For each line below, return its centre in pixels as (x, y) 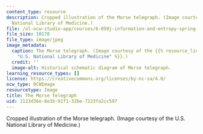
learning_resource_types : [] (43, 73)
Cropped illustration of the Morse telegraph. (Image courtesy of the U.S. (96, 118)
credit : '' (25, 62)
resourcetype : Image (32, 90)
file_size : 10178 (28, 34)
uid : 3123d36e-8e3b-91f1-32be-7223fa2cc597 (62, 101)
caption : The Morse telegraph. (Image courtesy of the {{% (88, 51)
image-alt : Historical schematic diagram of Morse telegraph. (92, 68)
